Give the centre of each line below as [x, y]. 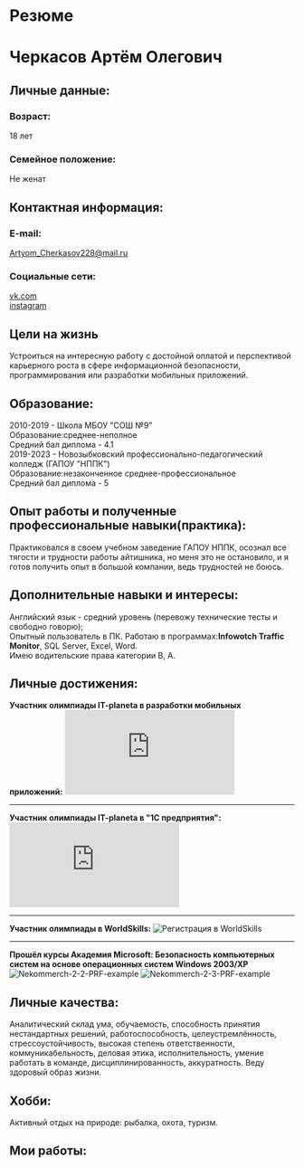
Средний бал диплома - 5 [59, 483]
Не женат [28, 179]
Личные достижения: [74, 683]
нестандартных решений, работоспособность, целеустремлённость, [143, 1034]
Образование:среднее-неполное [73, 434]
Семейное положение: [62, 159]
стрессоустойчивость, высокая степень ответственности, [122, 1044]
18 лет [21, 136]
